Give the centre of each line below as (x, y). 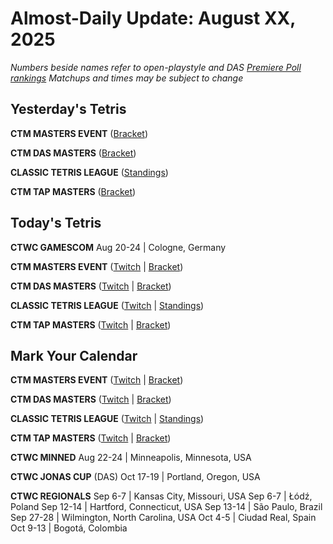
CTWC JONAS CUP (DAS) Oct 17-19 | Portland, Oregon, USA (135, 477)
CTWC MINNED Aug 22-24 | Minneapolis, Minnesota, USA (131, 458)
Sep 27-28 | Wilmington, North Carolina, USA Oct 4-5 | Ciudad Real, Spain (163, 518)
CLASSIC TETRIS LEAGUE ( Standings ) (89, 172)
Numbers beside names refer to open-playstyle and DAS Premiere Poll (156, 67)
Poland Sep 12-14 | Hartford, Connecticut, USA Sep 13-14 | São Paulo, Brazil (166, 507)
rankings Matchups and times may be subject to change (127, 78)
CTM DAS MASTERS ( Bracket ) (73, 153)
